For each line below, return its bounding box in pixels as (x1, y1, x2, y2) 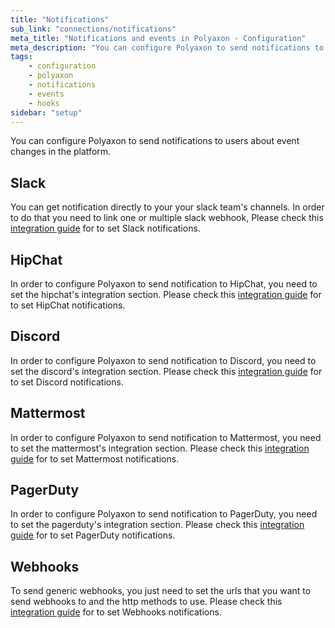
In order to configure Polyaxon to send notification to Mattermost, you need (10, 431, 322, 443)
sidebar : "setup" (10, 107, 83, 118)
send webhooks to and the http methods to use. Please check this (10, 596, 283, 608)
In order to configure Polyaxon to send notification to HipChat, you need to (10, 278, 318, 290)
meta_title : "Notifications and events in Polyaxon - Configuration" (10, 33, 307, 43)
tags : (10, 52, 33, 62)
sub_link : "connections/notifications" (10, 24, 177, 34)
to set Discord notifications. (10, 376, 124, 388)
